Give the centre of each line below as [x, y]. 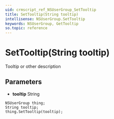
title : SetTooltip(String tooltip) [42, 14]
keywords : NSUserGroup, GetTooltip [42, 24]
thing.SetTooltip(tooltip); [34, 112]
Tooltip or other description [33, 66]
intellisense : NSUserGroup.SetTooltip [45, 19]
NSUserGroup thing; [25, 103]
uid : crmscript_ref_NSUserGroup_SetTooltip [51, 10]
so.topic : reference [27, 28]
